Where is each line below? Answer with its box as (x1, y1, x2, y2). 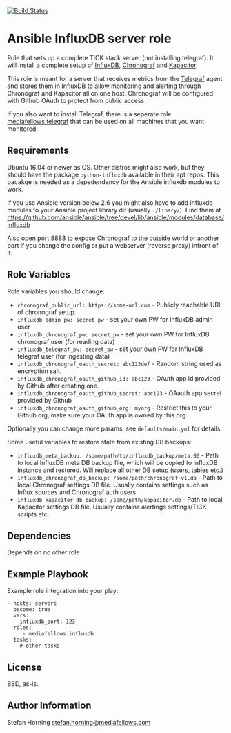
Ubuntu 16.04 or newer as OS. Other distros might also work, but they (7, 163, 205, 171)
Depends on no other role (7, 548, 80, 556)
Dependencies (7, 530, 71, 541)
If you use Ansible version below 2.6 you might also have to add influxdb (7, 198, 214, 207)
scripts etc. (17, 509, 50, 518)
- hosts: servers (7, 600, 57, 607)
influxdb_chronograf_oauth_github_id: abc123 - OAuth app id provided (17, 374, 221, 382)
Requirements (7, 145, 69, 156)
